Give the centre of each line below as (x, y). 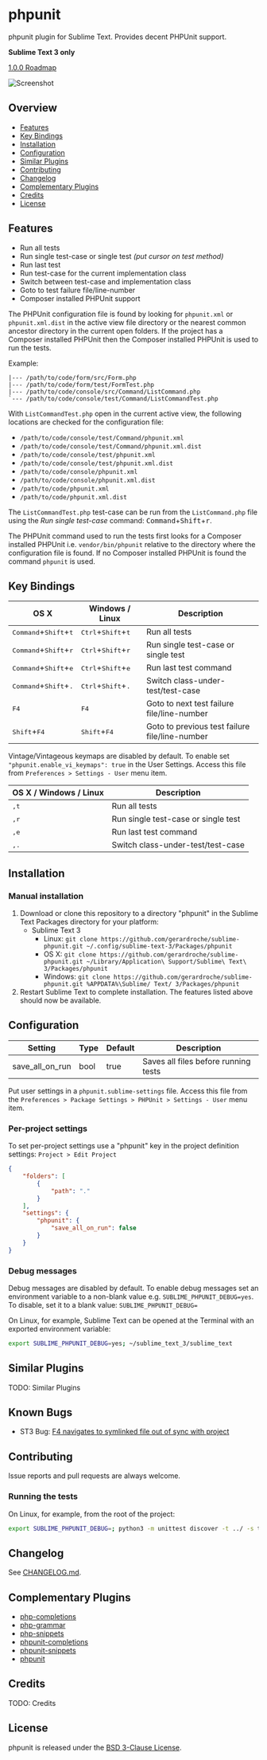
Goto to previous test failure (198, 726)
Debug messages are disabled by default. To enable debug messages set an (133, 1288)
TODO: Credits (32, 1703)
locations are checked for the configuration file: (86, 422)
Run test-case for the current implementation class (103, 273)
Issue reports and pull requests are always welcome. (95, 1476)
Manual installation (46, 896)
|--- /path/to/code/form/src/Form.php (72, 377)
